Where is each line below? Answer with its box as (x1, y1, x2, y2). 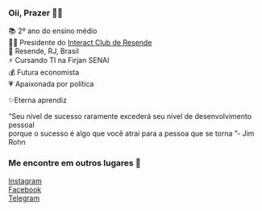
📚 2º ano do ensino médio (8, 26, 98, 36)
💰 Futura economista (8, 68, 80, 78)
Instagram (8, 175, 42, 185)
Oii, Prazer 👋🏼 (8, 7, 63, 19)
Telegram (8, 193, 40, 203)
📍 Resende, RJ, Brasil (8, 46, 79, 56)
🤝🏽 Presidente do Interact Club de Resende (8, 38, 152, 48)
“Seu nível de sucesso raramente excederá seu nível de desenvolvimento (8, 112, 252, 121)
